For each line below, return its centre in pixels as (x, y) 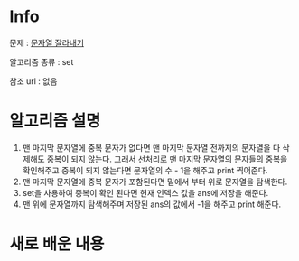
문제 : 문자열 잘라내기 (47, 42)
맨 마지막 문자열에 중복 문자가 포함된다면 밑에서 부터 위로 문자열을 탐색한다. (155, 182)
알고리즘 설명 (55, 121)
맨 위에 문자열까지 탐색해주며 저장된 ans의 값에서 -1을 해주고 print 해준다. (152, 204)
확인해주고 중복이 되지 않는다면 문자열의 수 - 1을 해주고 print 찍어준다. (145, 170)
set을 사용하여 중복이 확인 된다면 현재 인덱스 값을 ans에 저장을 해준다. (145, 192)
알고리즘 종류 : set (42, 61)
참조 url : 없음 (33, 81)
